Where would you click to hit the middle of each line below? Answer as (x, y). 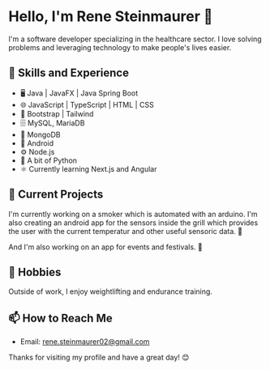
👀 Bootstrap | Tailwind (57, 113)
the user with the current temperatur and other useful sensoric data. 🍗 (126, 231)
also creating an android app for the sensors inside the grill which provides (133, 223)
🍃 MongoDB (40, 134)
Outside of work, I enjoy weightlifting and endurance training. (111, 291)
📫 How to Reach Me (60, 318)
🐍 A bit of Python (49, 160)
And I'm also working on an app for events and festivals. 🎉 (105, 247)
